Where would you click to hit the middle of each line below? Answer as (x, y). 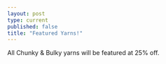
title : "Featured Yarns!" (45, 33)
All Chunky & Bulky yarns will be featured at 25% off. (83, 53)
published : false (33, 26)
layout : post (26, 14)
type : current (28, 20)
